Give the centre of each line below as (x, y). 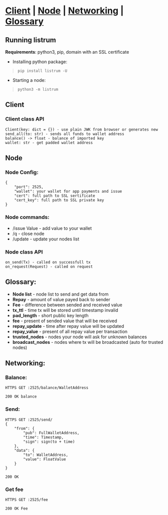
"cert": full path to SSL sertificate (55, 196)
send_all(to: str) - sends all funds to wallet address (65, 134)
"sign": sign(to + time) (49, 442)
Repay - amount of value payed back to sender (61, 299)
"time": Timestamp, (44, 437)
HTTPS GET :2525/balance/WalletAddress (47, 388)
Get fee (14, 489)
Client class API (25, 119)
